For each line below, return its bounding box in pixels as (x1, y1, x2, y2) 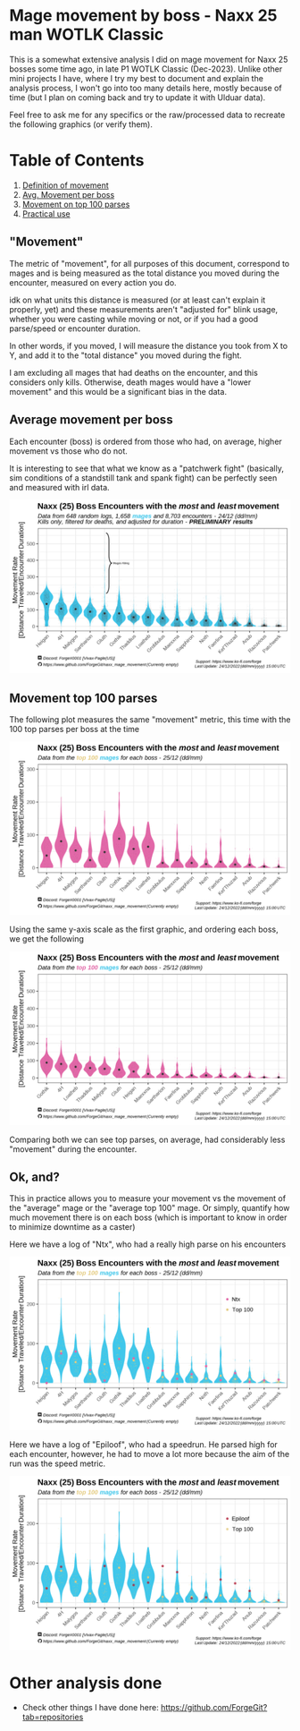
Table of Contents (9, 150, 145, 171)
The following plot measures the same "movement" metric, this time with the (9, 714, 291, 725)
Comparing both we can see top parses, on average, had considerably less (9, 1134, 286, 1145)
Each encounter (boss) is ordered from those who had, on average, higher (9, 436, 283, 447)
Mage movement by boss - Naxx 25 (9, 5, 279, 26)
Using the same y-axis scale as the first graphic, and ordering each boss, (9, 924, 279, 935)
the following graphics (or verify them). (9, 118, 154, 130)
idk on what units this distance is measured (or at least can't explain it (9, 294, 266, 305)
